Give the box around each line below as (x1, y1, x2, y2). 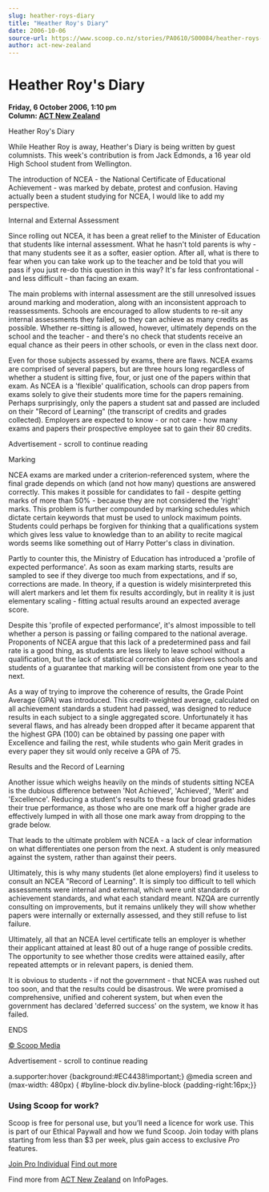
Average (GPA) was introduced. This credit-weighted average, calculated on (8, 696, 259, 705)
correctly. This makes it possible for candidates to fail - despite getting (8, 488, 242, 497)
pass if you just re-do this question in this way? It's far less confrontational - (8, 265, 259, 275)
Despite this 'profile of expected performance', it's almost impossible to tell (8, 620, 256, 630)
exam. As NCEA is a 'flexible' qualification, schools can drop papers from (8, 381, 250, 391)
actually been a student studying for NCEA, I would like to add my (8, 191, 225, 201)
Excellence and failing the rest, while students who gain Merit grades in (8, 738, 244, 748)
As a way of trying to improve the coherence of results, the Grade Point (8, 687, 244, 696)
